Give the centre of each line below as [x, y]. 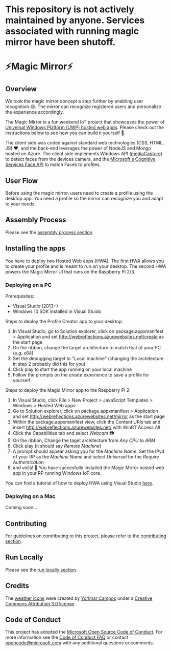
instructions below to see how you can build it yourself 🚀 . [66, 133]
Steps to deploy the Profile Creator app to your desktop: [64, 321]
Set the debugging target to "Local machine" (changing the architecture [88, 358]
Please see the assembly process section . [50, 232]
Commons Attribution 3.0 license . [40, 603]
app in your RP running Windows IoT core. [57, 473]
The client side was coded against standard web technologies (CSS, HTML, [85, 143]
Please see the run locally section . [41, 570]
